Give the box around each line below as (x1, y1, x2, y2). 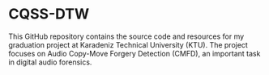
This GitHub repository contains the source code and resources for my (8, 31, 245, 41)
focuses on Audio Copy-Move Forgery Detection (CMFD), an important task (8, 48, 261, 58)
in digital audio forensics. (8, 57, 92, 67)
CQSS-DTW (8, 5, 90, 23)
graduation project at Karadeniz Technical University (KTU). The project (8, 40, 249, 49)
